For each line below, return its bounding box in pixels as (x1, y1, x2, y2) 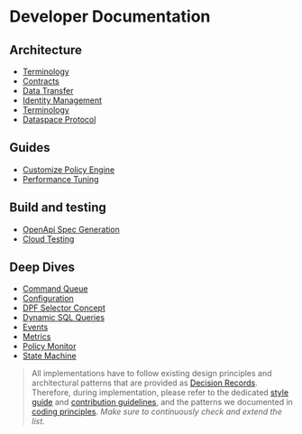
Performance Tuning (22, 173, 99, 184)
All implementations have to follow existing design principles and (31, 368, 272, 379)
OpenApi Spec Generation (22, 224, 120, 235)
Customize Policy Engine (22, 164, 115, 175)
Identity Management (22, 95, 102, 106)
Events (22, 322, 49, 333)
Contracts (22, 76, 60, 87)
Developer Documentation (9, 6, 211, 27)
